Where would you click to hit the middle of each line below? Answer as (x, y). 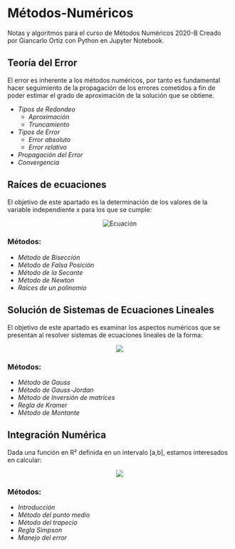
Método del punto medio (54, 515)
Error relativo (48, 147)
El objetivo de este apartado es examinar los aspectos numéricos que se (114, 327)
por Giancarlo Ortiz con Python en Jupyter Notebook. (86, 40)
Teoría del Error (42, 63)
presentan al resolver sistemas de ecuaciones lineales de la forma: (105, 335)
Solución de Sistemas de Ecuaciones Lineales (111, 310)
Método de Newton (46, 280)
